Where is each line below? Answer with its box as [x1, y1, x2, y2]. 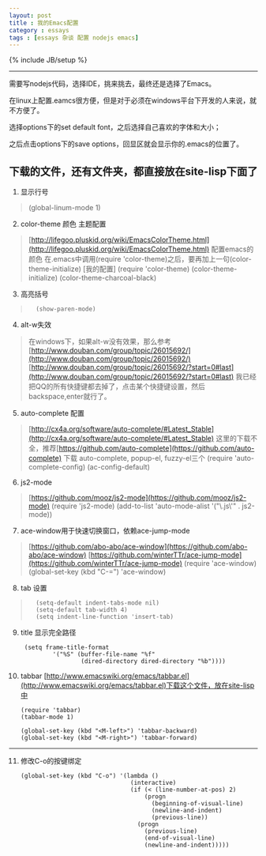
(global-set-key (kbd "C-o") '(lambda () [20, 772, 159, 780]
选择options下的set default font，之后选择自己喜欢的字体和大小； [9, 123, 222, 132]
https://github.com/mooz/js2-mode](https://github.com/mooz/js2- [31, 493, 247, 503]
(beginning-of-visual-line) [151, 800, 244, 808]
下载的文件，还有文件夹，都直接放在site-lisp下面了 [9, 164, 258, 178]
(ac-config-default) [87, 462, 151, 472]
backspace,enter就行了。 [28, 392, 111, 402]
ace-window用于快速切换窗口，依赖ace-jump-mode [20, 526, 190, 536]
